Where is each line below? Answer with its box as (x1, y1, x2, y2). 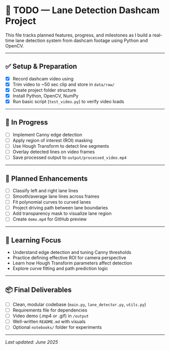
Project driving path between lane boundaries (12, 205, 108, 211)
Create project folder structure (12, 87, 76, 93)
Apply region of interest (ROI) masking (12, 137, 93, 143)
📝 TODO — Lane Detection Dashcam (5, 5, 160, 16)
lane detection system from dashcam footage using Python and (15, 37, 148, 43)
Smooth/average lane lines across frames (12, 193, 100, 199)
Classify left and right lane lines (12, 188, 78, 194)
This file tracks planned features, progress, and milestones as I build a (5, 32, 152, 38)
